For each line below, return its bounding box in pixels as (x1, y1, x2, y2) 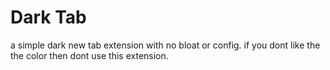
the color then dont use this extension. (10, 49, 169, 61)
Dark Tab (10, 6, 87, 29)
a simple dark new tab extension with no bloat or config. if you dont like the (10, 39, 321, 51)
